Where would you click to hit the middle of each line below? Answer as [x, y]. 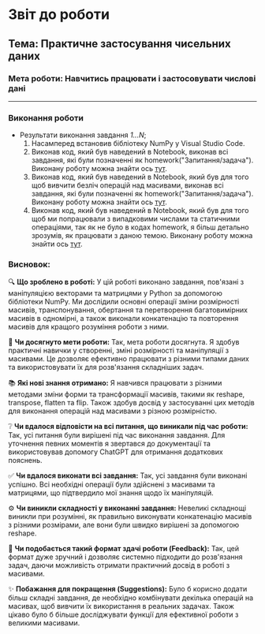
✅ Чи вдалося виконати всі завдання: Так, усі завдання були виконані [128, 475]
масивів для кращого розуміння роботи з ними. [89, 327]
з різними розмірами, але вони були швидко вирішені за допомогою [124, 525]
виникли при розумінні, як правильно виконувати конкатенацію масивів [130, 517]
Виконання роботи [46, 117]
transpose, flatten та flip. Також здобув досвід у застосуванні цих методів [131, 403]
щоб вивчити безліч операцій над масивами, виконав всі [127, 185]
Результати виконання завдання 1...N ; [83, 135]
